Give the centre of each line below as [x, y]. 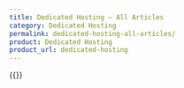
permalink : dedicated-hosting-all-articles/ [92, 33]
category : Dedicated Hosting [63, 26]
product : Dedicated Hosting [61, 42]
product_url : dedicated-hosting [69, 50]
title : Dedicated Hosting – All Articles [87, 17]
